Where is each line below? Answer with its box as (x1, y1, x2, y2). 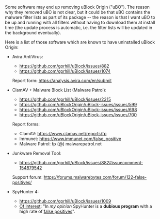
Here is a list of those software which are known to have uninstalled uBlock (5, 39, 155, 45)
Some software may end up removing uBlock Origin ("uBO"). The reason (5, 4, 150, 10)
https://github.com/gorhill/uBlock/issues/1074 (19, 68, 111, 74)
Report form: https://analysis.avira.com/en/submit (12, 78, 112, 83)
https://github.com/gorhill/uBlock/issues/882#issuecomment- (19, 160, 143, 165)
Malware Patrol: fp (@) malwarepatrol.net (19, 141, 102, 147)
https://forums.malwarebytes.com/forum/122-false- (43, 174, 147, 180)
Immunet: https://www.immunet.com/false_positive (19, 136, 122, 141)
